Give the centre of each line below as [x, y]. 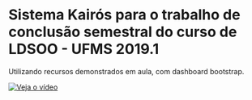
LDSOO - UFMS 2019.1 [84, 49]
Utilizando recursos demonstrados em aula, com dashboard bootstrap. [126, 71]
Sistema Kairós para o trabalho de [124, 15]
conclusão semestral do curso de [123, 32]
